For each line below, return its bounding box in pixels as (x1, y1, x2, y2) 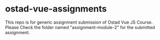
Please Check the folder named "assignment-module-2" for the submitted (5, 24, 155, 30)
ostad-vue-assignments (5, 3, 107, 14)
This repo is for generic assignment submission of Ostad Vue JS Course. (5, 19, 153, 25)
